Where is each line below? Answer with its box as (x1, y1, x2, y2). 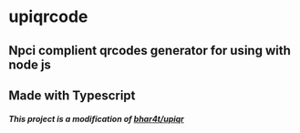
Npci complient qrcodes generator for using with (8, 43, 291, 58)
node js (8, 56, 52, 72)
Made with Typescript (8, 87, 136, 103)
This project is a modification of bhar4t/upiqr (8, 113, 184, 124)
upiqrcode (8, 6, 88, 27)
